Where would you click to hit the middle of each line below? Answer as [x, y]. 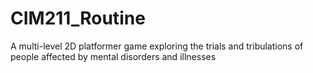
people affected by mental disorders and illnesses [113, 56]
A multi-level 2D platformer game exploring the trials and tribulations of [157, 46]
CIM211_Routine [78, 18]
